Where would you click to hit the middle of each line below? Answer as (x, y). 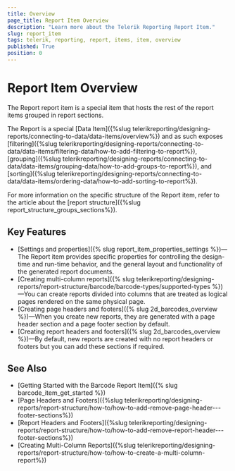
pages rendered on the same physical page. (81, 301)
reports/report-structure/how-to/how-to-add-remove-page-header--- (119, 408)
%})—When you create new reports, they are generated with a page (116, 316)
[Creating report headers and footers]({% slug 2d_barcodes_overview (119, 331)
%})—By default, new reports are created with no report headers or (115, 338)
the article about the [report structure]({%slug (74, 202)
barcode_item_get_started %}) (62, 393)
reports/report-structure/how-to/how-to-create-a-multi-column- (111, 453)
